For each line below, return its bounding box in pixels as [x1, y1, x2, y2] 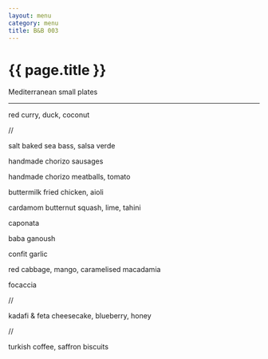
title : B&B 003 [8, 26, 59, 34]
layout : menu [8, 11, 52, 20]
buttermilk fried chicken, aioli [8, 187, 104, 197]
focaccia [8, 280, 37, 290]
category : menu [8, 19, 59, 27]
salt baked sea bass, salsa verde [8, 141, 116, 151]
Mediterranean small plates [8, 87, 98, 97]
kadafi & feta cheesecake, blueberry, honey [8, 311, 152, 321]
